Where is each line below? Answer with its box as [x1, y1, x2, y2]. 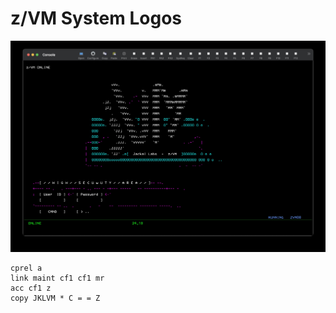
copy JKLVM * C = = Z [10, 293, 101, 304]
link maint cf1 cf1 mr [10, 273, 105, 284]
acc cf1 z [10, 283, 52, 294]
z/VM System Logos [10, 7, 183, 30]
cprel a [10, 263, 43, 274]
